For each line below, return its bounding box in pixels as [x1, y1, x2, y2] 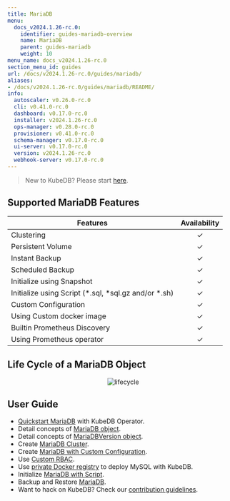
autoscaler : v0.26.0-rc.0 [14, 97, 91, 104]
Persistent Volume [11, 241, 73, 251]
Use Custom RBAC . [17, 455, 75, 464]
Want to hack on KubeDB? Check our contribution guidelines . [17, 485, 199, 494]
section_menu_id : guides [7, 64, 81, 71]
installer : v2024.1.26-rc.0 [14, 116, 98, 123]
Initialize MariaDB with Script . [17, 470, 105, 479]
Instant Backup [11, 253, 62, 263]
